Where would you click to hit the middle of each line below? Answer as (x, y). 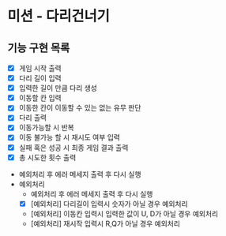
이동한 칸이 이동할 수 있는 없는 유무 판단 (80, 108)
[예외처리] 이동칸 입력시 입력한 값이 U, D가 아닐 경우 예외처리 (124, 213)
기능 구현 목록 (39, 48)
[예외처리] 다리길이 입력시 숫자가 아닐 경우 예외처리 (109, 204)
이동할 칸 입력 (40, 98)
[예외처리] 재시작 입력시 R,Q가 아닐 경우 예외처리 (105, 223)
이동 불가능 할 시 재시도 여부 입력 (69, 137)
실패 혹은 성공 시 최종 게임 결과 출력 (73, 148)
